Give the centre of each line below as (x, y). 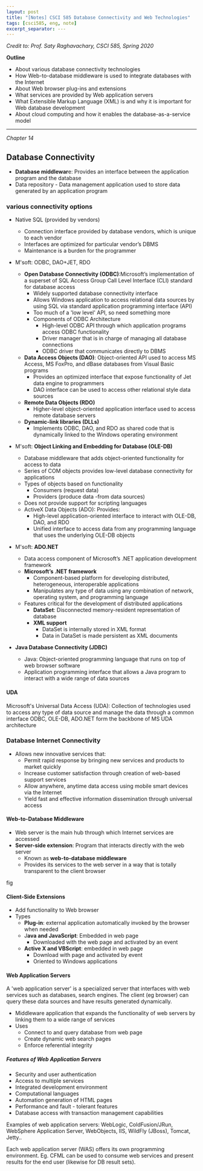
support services (45, 779)
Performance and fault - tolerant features (66, 1106)
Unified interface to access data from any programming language (114, 529)
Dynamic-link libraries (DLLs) (62, 422)
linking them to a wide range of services (65, 1020)
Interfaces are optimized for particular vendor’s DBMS (91, 244)
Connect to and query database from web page (83, 1033)
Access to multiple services (50, 1081)
